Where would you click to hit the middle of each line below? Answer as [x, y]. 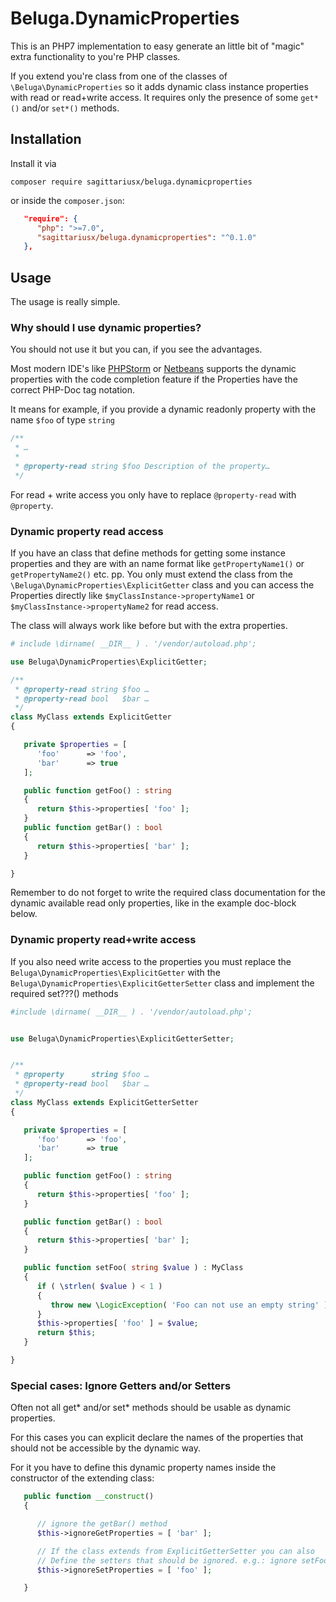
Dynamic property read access [87, 531]
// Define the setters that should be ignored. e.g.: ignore [167, 1560]
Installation [46, 139]
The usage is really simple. [65, 302]
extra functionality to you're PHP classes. [95, 56]
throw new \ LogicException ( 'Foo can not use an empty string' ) [189, 1305]
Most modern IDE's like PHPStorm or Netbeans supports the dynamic [153, 369]
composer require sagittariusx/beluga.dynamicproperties [131, 182]
